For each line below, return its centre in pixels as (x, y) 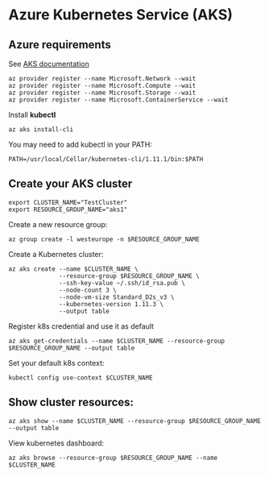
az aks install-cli (41, 130)
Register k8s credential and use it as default (81, 326)
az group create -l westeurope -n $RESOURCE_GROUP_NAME (104, 239)
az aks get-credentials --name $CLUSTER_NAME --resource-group (117, 341)
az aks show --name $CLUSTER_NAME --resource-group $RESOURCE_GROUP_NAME (135, 421)
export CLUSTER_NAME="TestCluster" (68, 202)
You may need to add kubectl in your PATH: (81, 144)
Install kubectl (32, 115)
